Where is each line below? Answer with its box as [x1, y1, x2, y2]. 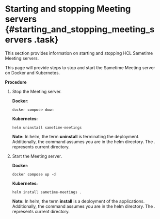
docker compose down [12, 107, 54, 112]
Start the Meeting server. [12, 153, 62, 159]
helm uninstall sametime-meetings [12, 125, 82, 130]
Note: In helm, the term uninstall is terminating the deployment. [12, 133, 140, 139]
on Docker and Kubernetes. [5, 70, 60, 75]
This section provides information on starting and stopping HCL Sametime [5, 50, 153, 56]
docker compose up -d [12, 172, 56, 177]
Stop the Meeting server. [12, 88, 62, 94]
